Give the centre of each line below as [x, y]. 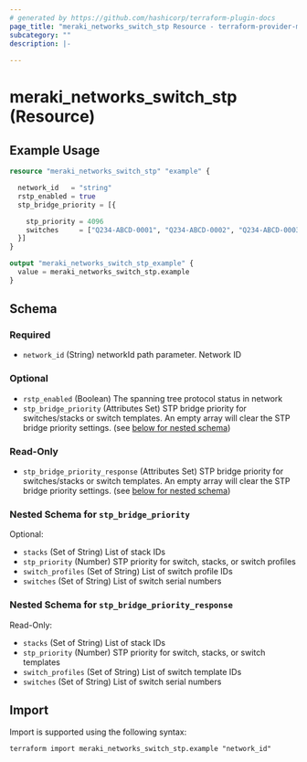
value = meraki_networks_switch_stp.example [104, 272]
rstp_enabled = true [57, 196]
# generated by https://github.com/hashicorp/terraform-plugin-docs [143, 18]
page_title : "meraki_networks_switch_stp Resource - [112, 27]
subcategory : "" [40, 35]
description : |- [40, 43]
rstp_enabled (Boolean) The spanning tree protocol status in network [153, 398]
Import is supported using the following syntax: [98, 732]
